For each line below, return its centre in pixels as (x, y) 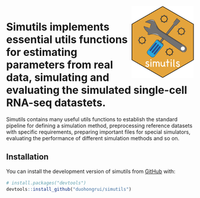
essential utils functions (67, 40)
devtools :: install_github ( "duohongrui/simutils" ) (69, 189)
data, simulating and (58, 78)
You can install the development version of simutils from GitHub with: (91, 171)
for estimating (42, 52)
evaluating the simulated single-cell (97, 90)
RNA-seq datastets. (56, 103)
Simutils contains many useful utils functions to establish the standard (92, 119)
